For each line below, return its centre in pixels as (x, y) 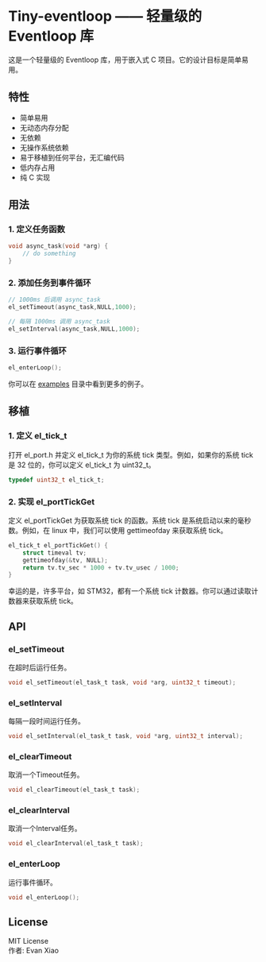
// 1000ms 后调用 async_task (55, 300)
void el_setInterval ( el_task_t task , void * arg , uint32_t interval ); (126, 736)
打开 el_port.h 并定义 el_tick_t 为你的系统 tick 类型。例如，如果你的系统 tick (131, 454)
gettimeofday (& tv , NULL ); (66, 560)
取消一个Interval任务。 (45, 829)
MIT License (29, 941)
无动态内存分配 (44, 127)
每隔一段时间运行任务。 (46, 721)
